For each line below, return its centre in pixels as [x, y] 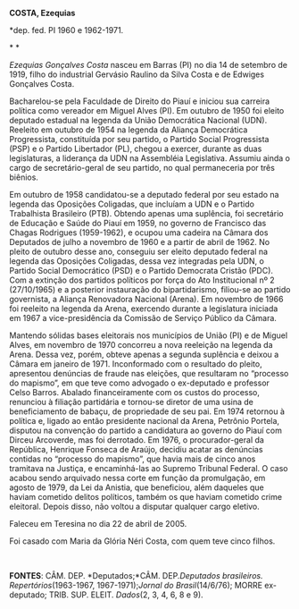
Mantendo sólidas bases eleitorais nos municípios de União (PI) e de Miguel [149, 335]
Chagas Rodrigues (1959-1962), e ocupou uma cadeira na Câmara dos [139, 233]
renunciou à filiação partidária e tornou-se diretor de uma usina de [132, 402]
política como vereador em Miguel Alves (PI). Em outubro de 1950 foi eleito [147, 110]
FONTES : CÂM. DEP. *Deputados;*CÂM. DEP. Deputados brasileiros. [136, 575]
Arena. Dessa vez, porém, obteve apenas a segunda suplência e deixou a [144, 354]
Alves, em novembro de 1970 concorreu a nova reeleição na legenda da [141, 345]
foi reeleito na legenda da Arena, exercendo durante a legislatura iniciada [144, 309]
